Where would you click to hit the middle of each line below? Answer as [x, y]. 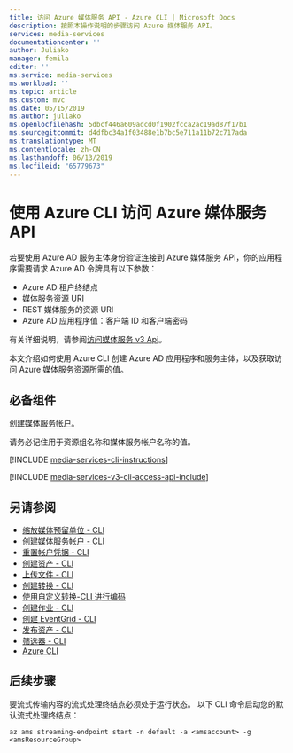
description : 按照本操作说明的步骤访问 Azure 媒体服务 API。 [113, 26]
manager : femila [39, 59]
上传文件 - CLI [48, 574]
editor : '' [29, 67]
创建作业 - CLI [48, 608]
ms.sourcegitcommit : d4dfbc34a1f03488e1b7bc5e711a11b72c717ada [128, 133]
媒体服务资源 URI [53, 299]
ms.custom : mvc [37, 100]
